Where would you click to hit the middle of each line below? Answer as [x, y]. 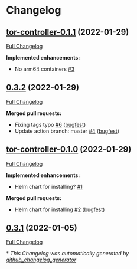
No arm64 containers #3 [45, 69]
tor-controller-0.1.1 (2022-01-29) [68, 32]
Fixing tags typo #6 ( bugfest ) [50, 124]
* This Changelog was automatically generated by [68, 254]
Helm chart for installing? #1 [48, 186]
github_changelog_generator [41, 260]
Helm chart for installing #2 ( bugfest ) [60, 209]
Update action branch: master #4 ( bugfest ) [67, 131]
